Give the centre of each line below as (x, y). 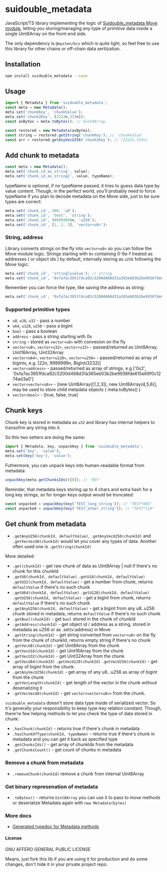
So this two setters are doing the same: (45, 437)
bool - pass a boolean (35, 331)
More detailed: (20, 556)
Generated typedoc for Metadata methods (56, 827)
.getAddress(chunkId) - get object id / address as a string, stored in (81, 624)
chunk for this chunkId (35, 571)
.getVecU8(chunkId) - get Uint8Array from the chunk (66, 646)
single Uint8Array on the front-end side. (46, 33)
